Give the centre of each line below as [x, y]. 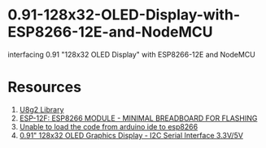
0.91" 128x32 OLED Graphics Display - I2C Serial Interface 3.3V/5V [131, 135]
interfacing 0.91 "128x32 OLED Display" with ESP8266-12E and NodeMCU [131, 54]
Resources [45, 87]
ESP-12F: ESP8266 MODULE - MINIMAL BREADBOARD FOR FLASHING [138, 118]
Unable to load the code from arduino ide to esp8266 [109, 126]
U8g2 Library [41, 109]
